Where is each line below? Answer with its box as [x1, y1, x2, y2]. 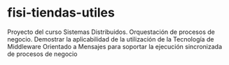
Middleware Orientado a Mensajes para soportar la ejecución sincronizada [7, 42, 223, 50]
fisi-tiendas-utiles [7, 5, 116, 21]
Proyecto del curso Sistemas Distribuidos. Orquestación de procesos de [7, 28, 215, 36]
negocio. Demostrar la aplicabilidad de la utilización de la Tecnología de [7, 35, 214, 43]
